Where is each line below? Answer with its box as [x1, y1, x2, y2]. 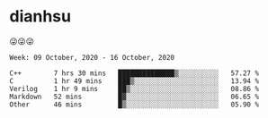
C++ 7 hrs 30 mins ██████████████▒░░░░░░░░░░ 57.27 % [9, 69, 259, 78]
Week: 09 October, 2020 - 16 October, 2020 [9, 53, 175, 62]
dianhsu [9, 6, 72, 27]
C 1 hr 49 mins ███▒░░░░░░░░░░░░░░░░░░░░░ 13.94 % [9, 76, 259, 86]
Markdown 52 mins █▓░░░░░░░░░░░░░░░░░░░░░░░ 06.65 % [9, 92, 259, 101]
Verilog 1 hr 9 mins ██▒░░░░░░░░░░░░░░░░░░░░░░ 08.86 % [9, 84, 259, 93]
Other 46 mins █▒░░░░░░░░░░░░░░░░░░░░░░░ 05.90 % [9, 100, 259, 109]
